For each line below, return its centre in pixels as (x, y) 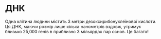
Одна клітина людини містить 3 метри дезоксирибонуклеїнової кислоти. (81, 21)
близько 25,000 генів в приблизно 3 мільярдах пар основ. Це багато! (77, 31)
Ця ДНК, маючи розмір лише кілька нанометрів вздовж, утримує (73, 26)
